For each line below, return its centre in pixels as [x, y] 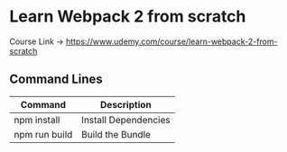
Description [126, 104]
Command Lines [56, 80]
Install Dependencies [125, 120]
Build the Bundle [116, 134]
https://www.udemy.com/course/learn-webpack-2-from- [172, 41]
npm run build [43, 134]
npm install [37, 120]
